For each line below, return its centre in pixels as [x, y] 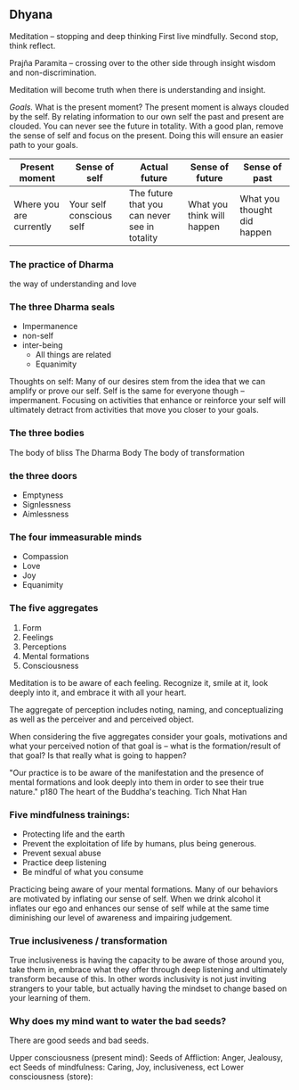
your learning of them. [50, 998]
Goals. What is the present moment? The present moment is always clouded [149, 107]
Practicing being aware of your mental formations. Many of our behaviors [144, 889]
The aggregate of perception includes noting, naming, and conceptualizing [146, 709]
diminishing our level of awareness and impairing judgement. [121, 917]
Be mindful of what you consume [83, 871]
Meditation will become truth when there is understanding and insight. [137, 89]
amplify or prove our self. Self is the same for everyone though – [127, 391]
